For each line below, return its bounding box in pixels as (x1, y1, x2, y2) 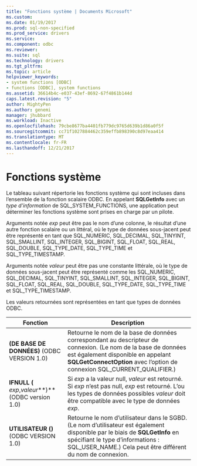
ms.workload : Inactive (6, 118, 62, 124)
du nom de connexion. (67, 450, 129, 458)
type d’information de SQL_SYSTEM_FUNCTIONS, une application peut (6, 202, 179, 209)
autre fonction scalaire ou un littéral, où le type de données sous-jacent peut (6, 226, 191, 233)
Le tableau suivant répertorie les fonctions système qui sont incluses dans (6, 190, 186, 197)
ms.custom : (6, 14, 33, 20)
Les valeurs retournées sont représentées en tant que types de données (6, 299, 181, 306)
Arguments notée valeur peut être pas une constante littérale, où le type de (6, 262, 188, 269)
